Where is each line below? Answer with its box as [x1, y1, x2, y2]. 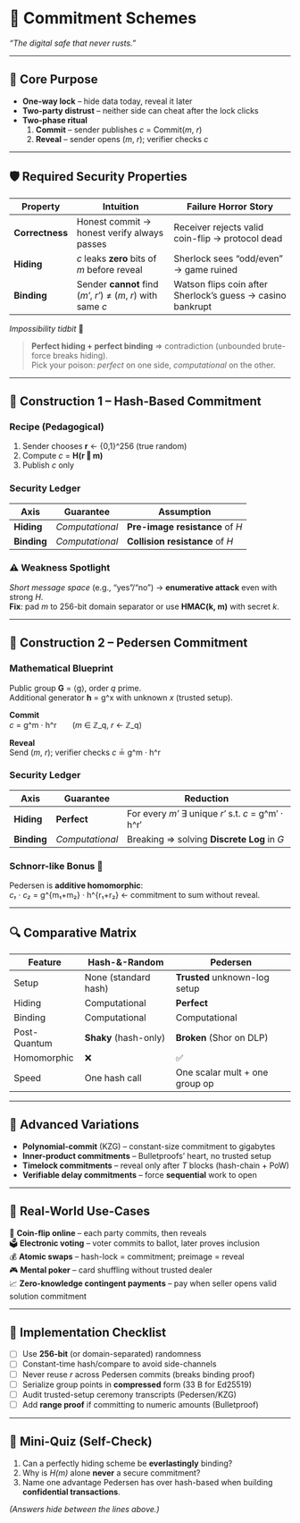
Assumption [157, 505, 212, 518]
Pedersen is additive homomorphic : [9, 880, 144, 891]
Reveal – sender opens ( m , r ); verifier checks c [35, 133, 209, 144]
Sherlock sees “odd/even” [173, 252, 284, 265]
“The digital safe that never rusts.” [9, 38, 137, 48]
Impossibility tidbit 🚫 [9, 323, 84, 334]
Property [21, 200, 61, 213]
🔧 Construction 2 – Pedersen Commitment [9, 635, 248, 651]
